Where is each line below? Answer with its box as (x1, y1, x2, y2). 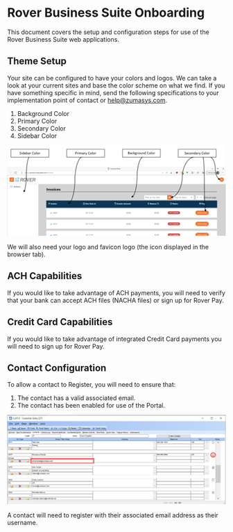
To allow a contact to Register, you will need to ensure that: (7, 381, 176, 389)
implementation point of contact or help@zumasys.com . (7, 96, 168, 104)
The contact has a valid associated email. (17, 394, 136, 402)
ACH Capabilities (7, 270, 83, 282)
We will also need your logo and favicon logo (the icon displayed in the (7, 242, 209, 251)
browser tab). (7, 250, 46, 258)
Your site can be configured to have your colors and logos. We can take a (7, 74, 217, 82)
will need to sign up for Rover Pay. (7, 342, 105, 350)
